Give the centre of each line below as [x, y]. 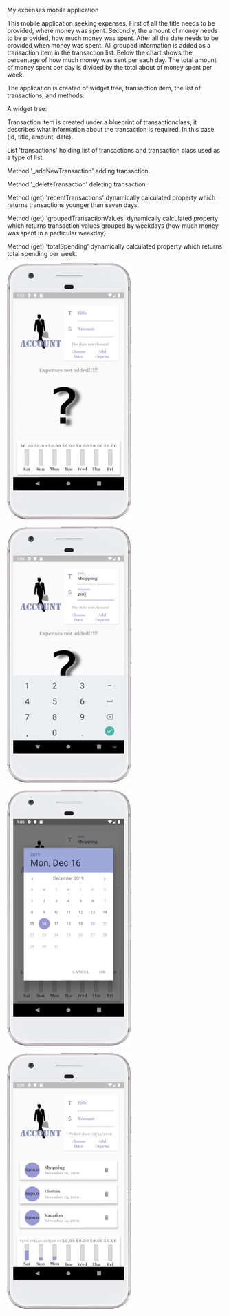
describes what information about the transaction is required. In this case [111, 129]
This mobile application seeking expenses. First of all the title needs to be [111, 23]
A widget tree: [27, 109]
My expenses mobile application [53, 10]
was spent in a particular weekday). [57, 233]
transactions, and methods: [46, 95]
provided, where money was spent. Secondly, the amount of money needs [112, 31]
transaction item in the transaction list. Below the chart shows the [100, 52]
